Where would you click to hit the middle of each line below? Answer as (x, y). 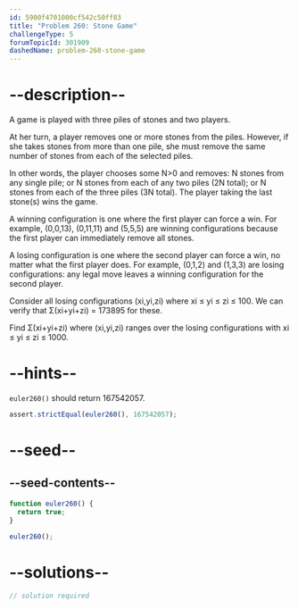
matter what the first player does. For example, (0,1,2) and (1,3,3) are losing (147, 265)
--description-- (68, 95)
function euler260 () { (51, 504)
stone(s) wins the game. (54, 202)
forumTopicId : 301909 (50, 42)
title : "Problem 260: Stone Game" (74, 26)
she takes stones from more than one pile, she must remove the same (137, 146)
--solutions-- (59, 572)
